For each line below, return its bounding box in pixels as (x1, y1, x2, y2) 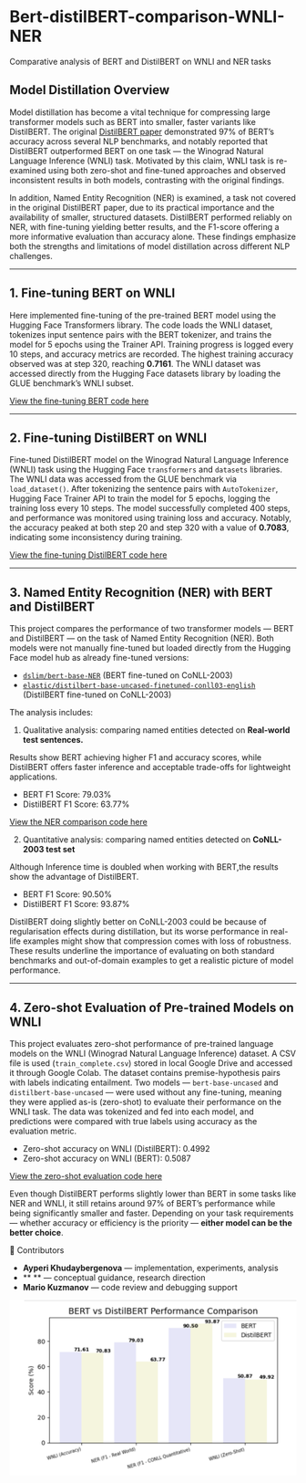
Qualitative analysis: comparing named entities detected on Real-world (22, 725, 291, 736)
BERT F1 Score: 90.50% (22, 889, 112, 900)
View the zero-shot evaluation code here (9, 1171, 162, 1181)
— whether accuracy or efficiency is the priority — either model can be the (9, 1217, 293, 1228)
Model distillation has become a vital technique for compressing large (9, 107, 270, 118)
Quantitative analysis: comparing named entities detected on (22, 834, 251, 845)
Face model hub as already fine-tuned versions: (9, 653, 189, 663)
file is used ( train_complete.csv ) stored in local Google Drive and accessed (9, 1058, 293, 1069)
